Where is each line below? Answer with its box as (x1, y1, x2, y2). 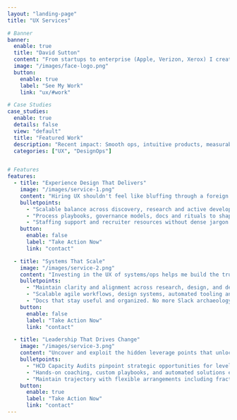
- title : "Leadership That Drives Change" (13, 336, 140, 343)
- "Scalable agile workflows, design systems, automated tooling (25, 291, 222, 298)
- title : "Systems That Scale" (13, 258, 106, 265)
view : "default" (13, 128, 61, 135)
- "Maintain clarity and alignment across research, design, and (25, 284, 222, 292)
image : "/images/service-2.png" (20, 264, 115, 272)
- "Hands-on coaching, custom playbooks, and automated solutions (25, 368, 226, 376)
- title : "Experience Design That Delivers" (13, 179, 147, 187)
